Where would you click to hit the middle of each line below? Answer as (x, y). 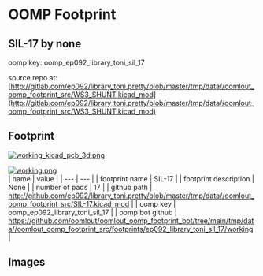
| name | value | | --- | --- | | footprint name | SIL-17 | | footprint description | (131, 178)
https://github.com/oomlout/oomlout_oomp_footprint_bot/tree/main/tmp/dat (131, 220)
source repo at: (33, 78)
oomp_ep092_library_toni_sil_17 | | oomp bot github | (93, 212)
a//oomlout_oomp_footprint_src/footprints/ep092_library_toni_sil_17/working (131, 229)
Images (27, 262)
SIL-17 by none (45, 44)
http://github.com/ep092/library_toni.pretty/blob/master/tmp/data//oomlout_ (131, 196)
